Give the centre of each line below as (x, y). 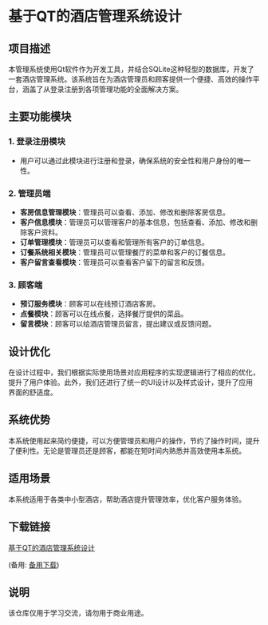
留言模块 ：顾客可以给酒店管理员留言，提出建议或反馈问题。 (118, 324)
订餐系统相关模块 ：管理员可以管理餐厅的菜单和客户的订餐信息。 (124, 252)
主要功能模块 (40, 117)
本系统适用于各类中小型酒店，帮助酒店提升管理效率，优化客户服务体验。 (127, 499)
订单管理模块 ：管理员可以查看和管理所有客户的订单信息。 (114, 242)
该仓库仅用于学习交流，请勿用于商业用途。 (78, 613)
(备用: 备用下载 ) (34, 564)
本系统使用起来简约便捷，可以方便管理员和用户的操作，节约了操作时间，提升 (134, 440)
